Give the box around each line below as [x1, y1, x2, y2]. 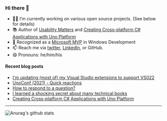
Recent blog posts [5, 63, 44, 69]
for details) [12, 21, 35, 27]
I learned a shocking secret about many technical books [12, 90, 128, 96]
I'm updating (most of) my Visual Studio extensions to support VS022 [12, 74, 155, 80]
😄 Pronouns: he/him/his [12, 52, 62, 58]
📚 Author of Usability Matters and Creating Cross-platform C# [12, 27, 141, 33]
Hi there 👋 [5, 4, 30, 11]
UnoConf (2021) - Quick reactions [12, 80, 82, 86]
